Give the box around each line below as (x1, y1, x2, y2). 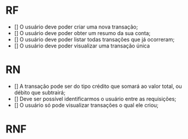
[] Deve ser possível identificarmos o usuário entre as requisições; (14, 95, 177, 102)
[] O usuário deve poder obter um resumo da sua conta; (14, 29, 151, 36)
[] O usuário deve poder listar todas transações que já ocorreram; (14, 36, 175, 43)
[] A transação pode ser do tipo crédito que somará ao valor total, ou (14, 83, 182, 90)
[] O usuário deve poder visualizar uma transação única (14, 42, 150, 49)
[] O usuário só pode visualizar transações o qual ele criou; (14, 102, 159, 109)
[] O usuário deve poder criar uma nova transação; (14, 23, 138, 30)
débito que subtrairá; (14, 89, 66, 96)
